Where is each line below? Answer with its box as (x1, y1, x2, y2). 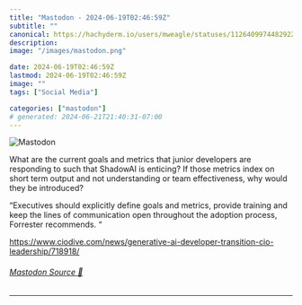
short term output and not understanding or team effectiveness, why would (9, 173, 288, 184)
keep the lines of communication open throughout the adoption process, (9, 210, 278, 221)
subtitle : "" (9, 22, 58, 30)
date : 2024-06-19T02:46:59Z (9, 63, 115, 72)
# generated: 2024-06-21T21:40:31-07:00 (9, 112, 164, 121)
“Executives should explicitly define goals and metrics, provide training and (9, 200, 288, 211)
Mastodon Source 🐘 (9, 266, 84, 277)
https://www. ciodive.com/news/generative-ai (9, 237, 177, 248)
